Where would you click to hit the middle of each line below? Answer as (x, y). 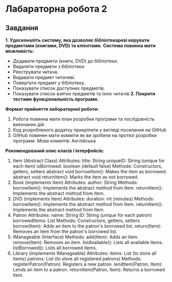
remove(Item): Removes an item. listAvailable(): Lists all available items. (88, 242)
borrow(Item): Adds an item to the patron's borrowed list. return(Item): (87, 226)
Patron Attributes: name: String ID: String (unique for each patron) (82, 215)
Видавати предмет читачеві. (44, 77)
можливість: (20, 51)
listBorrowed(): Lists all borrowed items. (55, 248)
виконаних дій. (29, 124)
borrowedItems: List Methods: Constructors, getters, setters (76, 220)
